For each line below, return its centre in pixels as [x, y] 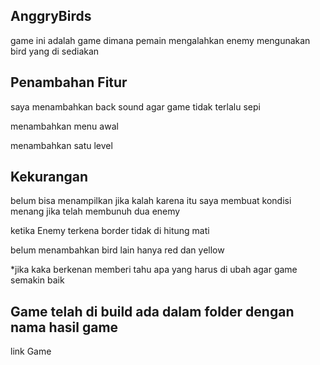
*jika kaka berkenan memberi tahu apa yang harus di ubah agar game [154, 270]
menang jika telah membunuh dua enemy [95, 211]
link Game [31, 351]
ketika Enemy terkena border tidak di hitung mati [110, 231]
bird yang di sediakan [55, 51]
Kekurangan [49, 177]
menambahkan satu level [61, 145]
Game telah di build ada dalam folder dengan [152, 311]
